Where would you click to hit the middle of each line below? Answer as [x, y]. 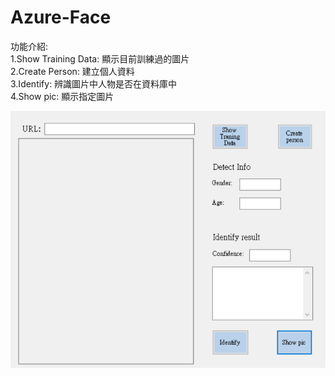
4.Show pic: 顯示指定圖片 [62, 96]
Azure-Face [61, 17]
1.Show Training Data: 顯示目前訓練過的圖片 [100, 58]
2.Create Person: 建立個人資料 [72, 71]
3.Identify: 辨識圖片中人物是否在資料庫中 [94, 83]
